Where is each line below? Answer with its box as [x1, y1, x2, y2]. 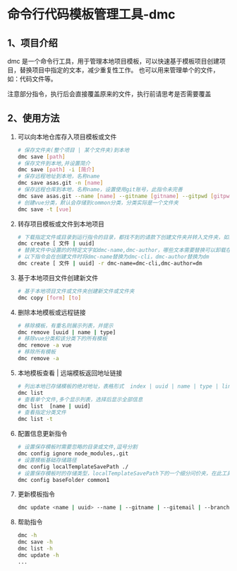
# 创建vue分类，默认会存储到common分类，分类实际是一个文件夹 [17, 199, 178, 206]
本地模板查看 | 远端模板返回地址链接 [17, 369, 123, 377]
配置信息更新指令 [17, 429, 68, 438]
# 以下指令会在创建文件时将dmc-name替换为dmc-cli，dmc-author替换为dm [17, 253, 209, 260]
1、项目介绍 [7, 37, 59, 49]
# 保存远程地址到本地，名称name [17, 173, 100, 180]
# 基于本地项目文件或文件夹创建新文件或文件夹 [17, 287, 135, 294]
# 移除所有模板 [17, 348, 56, 356]
